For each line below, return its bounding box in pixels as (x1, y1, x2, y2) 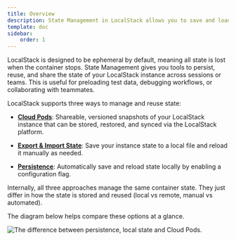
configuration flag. (17, 170, 72, 178)
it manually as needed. (17, 149, 84, 157)
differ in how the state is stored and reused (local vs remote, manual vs (7, 191, 213, 200)
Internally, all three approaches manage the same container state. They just (7, 183, 226, 192)
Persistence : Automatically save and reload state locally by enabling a (17, 162, 221, 171)
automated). (7, 198, 43, 207)
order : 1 (20, 37, 46, 44)
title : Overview (7, 10, 55, 18)
